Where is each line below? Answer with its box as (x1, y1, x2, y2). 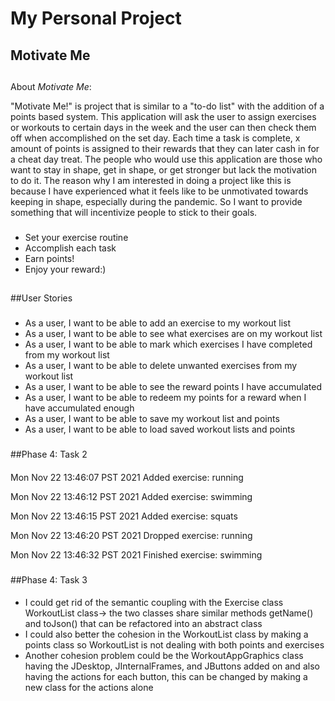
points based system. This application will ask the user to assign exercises (10, 110, 317, 122)
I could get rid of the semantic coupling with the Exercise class (24, 597, 284, 609)
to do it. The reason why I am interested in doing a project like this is (10, 174, 292, 186)
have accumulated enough (24, 402, 135, 414)
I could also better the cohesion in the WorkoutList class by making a (24, 628, 309, 641)
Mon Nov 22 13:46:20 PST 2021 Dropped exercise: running (10, 529, 253, 541)
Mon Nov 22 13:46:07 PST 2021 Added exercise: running (10, 471, 244, 483)
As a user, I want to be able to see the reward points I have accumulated (24, 381, 322, 393)
